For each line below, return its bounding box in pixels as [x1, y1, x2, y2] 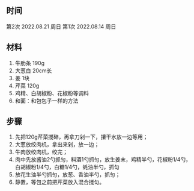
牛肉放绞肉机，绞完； [14, 148, 68, 155]
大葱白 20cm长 [14, 67, 52, 74]
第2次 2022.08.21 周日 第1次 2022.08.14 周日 [6, 23, 117, 30]
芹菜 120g [14, 82, 40, 89]
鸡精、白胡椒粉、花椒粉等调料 [14, 89, 89, 96]
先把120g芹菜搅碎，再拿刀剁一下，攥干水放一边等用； [14, 133, 148, 140]
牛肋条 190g [14, 59, 45, 66]
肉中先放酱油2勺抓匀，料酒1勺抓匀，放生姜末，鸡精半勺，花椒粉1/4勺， [14, 156, 191, 163]
